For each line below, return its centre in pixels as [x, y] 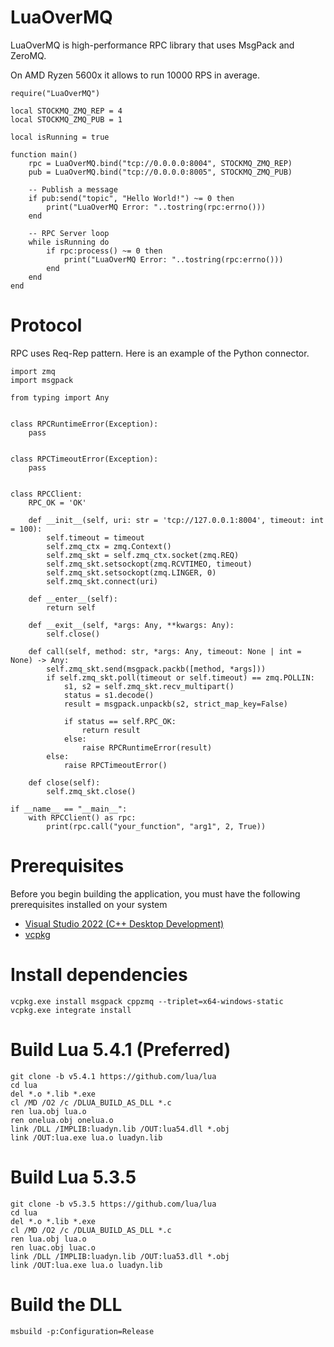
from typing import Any [60, 397]
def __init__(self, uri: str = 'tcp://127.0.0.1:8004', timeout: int [176, 520]
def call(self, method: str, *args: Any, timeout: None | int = [165, 651]
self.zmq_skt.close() [91, 791]
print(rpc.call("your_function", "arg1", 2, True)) [156, 826]
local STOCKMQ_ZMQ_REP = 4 [66, 111]
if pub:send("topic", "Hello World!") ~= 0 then [131, 198]
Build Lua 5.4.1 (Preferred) [121, 1049]
